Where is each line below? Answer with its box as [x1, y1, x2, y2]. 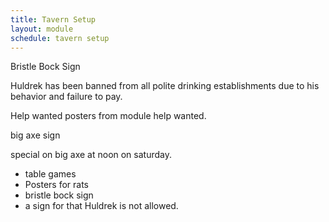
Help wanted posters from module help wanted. [10, 110, 207, 122]
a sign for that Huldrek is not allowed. [24, 200, 179, 212]
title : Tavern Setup [10, 14, 97, 25]
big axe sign [10, 129, 61, 141]
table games [24, 168, 77, 180]
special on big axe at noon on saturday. [10, 149, 172, 161]
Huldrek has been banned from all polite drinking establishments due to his [10, 80, 320, 92]
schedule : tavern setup [10, 33, 110, 43]
